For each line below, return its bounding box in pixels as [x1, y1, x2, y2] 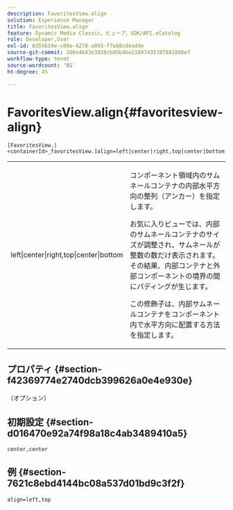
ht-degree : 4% [7, 68, 49, 75]
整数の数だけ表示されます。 [129, 251, 220, 261]
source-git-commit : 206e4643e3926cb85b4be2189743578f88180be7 [7, 49, 191, 56]
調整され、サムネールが [143, 240, 221, 250]
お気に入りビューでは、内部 [129, 220, 220, 229]
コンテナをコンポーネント [136, 310, 221, 320]
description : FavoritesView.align [7, 10, 107, 17]
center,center [7, 446, 49, 453]
